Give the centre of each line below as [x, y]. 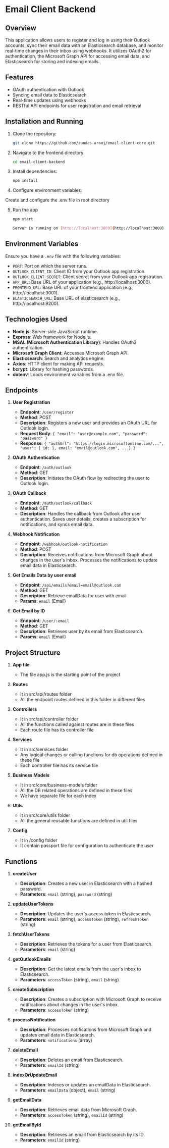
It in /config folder [39, 840]
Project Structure [33, 653]
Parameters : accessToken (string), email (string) [70, 980]
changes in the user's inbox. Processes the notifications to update [89, 560]
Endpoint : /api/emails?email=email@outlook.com [71, 585]
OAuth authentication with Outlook [48, 89]
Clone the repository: [35, 134]
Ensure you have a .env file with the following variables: [63, 256]
